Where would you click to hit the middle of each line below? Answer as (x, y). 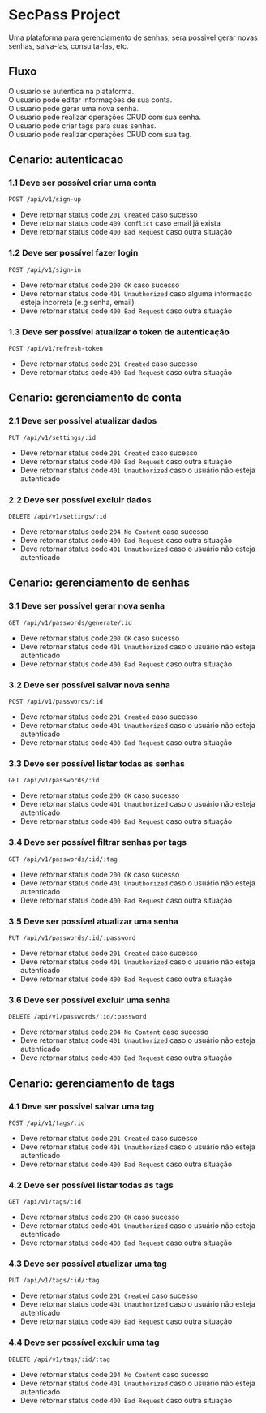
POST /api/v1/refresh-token (56, 349)
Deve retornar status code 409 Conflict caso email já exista (120, 223)
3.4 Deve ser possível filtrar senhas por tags (98, 842)
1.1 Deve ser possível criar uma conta (82, 183)
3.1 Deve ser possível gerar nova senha (86, 606)
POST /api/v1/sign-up (45, 200)
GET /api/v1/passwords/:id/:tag (63, 859)
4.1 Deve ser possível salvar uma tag (82, 1106)
